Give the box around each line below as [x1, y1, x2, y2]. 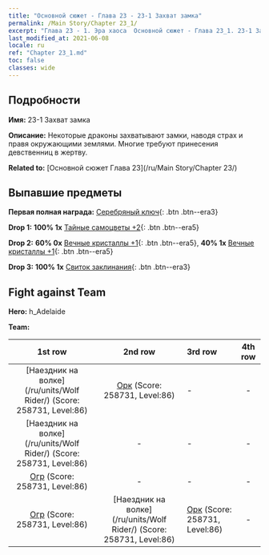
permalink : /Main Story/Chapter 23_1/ [8, 19, 138, 27]
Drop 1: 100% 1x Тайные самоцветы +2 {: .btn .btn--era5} [8, 223, 200, 232]
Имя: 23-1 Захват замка [8, 115, 90, 124]
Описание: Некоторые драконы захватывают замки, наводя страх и [8, 130, 243, 140]
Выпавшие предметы [8, 186, 122, 199]
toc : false [8, 57, 45, 65]
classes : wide [8, 64, 56, 72]
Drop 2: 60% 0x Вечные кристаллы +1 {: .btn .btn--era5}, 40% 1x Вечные [8, 238, 255, 248]
